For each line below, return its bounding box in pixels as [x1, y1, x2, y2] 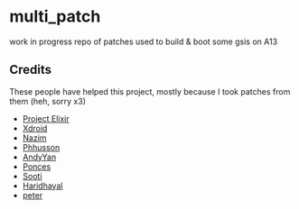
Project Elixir [22, 113, 70, 123]
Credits [9, 62, 52, 77]
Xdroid [22, 123, 48, 133]
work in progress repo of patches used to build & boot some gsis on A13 [9, 36, 278, 47]
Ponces [22, 160, 51, 172]
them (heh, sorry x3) [9, 95, 86, 106]
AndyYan [22, 151, 57, 162]
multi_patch [9, 6, 101, 27]
